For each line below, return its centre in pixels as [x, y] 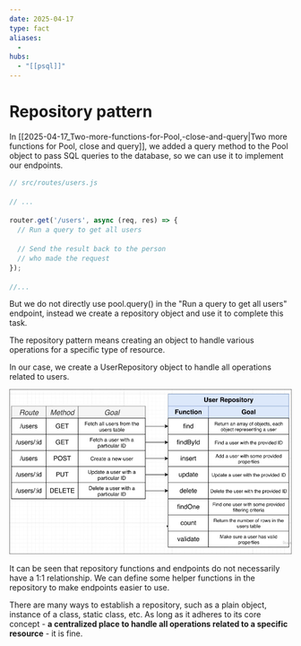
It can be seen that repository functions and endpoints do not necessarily [145, 569]
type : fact [30, 28]
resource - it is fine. [46, 633]
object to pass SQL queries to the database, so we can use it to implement [146, 155]
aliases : [26, 38]
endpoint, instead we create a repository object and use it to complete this [146, 313]
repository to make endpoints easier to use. [90, 588]
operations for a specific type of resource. [87, 350]
